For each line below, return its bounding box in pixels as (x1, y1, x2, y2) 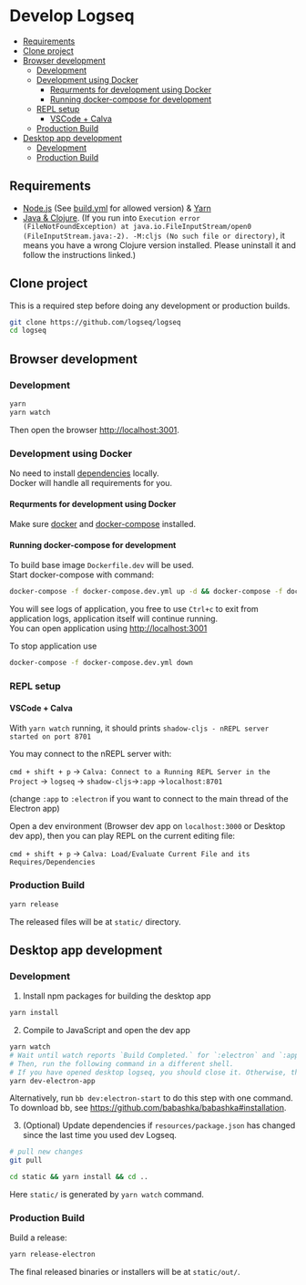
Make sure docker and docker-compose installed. (9, 519, 197, 530)
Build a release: (9, 1232, 67, 1243)
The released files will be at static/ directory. (9, 916, 182, 927)
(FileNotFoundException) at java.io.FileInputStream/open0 (22, 222, 252, 231)
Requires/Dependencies (9, 858, 96, 867)
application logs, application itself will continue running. (9, 613, 219, 625)
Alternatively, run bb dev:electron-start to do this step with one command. (9, 1093, 293, 1104)
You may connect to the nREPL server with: (9, 749, 172, 760)
